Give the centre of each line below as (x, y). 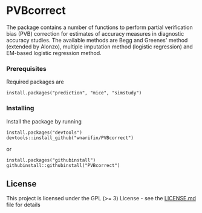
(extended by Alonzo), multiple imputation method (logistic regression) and (100, 47)
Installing (20, 108)
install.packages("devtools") (44, 133)
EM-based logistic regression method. (54, 53)
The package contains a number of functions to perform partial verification (99, 27)
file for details (23, 205)
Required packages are (35, 82)
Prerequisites (26, 68)
